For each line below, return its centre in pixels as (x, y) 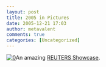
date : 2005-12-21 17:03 (37, 23)
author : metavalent (31, 29)
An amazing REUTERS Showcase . (58, 58)
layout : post (23, 12)
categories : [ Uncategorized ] (43, 40)
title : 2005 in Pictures (38, 18)
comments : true (26, 35)
